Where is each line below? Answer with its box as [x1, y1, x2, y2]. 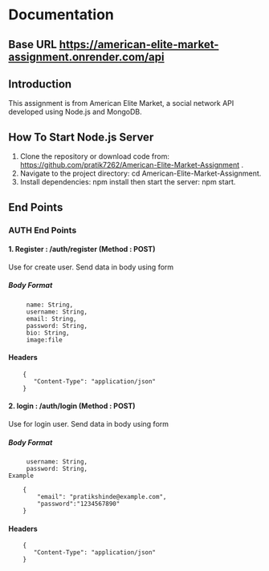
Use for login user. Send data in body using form [8, 419, 169, 429]
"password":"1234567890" [37, 500, 120, 508]
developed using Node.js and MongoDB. [8, 107, 142, 117]
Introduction [8, 77, 72, 91]
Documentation [8, 6, 115, 24]
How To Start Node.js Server [8, 130, 154, 144]
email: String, [26, 314, 78, 322]
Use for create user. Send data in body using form [8, 262, 174, 272]
